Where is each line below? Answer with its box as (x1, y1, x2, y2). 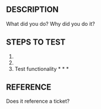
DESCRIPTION (6, 5, 59, 15)
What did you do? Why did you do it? (6, 20, 95, 27)
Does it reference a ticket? (6, 98, 70, 105)
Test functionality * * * (14, 65, 69, 72)
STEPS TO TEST (6, 38, 66, 47)
